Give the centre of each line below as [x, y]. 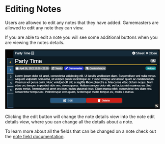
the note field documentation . [35, 137]
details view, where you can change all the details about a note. [69, 122]
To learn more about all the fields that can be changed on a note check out [81, 131]
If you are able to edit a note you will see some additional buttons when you [82, 37]
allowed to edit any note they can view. [44, 27]
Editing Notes [33, 9]
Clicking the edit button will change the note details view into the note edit [80, 117]
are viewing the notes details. [35, 42]
